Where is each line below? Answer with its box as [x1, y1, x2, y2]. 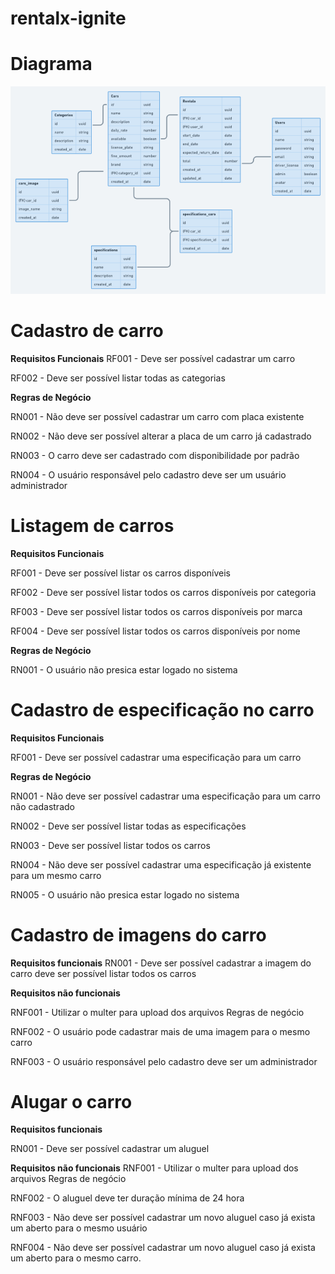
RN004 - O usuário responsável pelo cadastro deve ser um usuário [10, 468, 287, 481]
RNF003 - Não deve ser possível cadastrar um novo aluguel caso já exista [10, 1212, 316, 1224]
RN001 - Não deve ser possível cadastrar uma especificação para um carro [10, 790, 321, 802]
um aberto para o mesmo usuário [10, 1222, 148, 1234]
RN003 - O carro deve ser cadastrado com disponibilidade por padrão [10, 449, 300, 461]
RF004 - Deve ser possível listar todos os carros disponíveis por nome [10, 625, 301, 637]
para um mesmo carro [10, 869, 102, 881]
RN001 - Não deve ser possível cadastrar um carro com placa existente [10, 410, 305, 422]
